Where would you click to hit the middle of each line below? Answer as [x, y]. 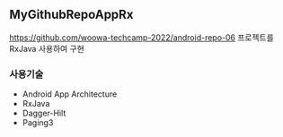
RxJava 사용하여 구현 [47, 48]
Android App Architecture [70, 94]
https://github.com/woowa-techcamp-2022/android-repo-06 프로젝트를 [141, 37]
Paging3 [38, 123]
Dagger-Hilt [44, 113]
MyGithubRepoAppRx [71, 15]
